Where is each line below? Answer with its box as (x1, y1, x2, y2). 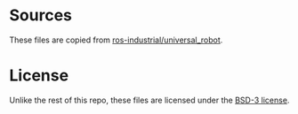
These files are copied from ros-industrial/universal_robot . (9, 34, 223, 45)
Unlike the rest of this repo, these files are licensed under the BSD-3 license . (9, 95, 290, 105)
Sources (9, 5, 73, 26)
